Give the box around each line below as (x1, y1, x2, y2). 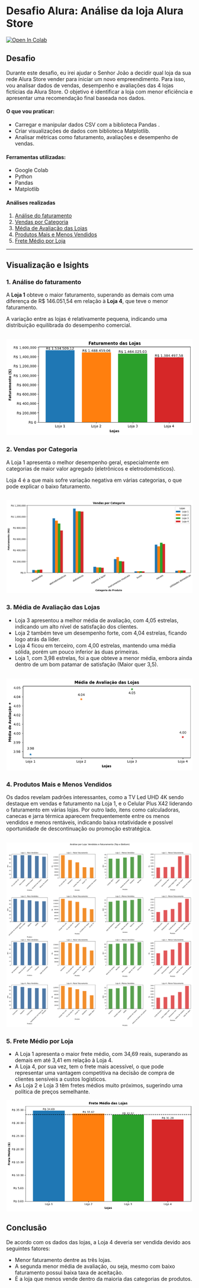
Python (14, 173, 33, 180)
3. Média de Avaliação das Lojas (6, 603, 101, 611)
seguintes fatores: (6, 1245, 50, 1252)
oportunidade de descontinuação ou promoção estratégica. (6, 825, 152, 832)
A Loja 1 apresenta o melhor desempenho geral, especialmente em (6, 459, 169, 466)
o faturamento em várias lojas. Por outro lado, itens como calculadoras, (6, 806, 181, 813)
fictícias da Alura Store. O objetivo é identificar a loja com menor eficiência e (6, 88, 193, 95)
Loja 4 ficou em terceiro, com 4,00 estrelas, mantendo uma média (14, 642, 176, 649)
